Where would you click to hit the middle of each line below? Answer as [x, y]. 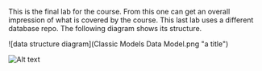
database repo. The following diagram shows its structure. [105, 28]
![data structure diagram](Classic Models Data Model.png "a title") [119, 44]
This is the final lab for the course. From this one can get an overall [119, 12]
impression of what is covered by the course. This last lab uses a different [131, 20]
